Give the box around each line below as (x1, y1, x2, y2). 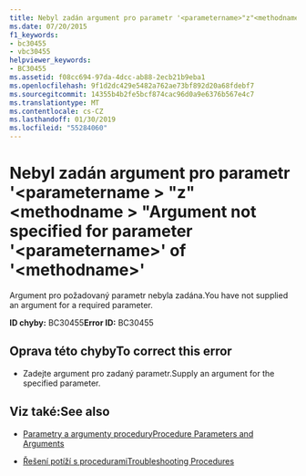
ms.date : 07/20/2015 (9, 22, 88, 31)
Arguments (22, 438, 65, 449)
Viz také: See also (9, 404, 110, 419)
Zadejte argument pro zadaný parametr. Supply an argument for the (22, 367, 275, 378)
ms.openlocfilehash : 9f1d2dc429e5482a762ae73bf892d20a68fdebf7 (9, 81, 255, 90)
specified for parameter (9, 221, 193, 242)
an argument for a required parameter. (9, 299, 153, 310)
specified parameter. (22, 378, 101, 388)
